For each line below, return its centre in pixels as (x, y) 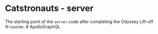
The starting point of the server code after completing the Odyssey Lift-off (79, 22)
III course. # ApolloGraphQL (33, 26)
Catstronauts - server (49, 8)
